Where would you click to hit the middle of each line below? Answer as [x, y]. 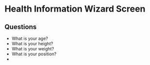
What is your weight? [33, 49]
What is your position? [34, 54]
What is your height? [32, 44]
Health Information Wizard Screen [75, 9]
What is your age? [30, 38]
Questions [21, 27]
